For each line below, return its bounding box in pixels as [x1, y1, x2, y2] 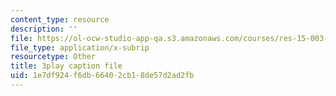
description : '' [10, 24, 78, 34]
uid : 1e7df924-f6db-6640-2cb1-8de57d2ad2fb [10, 71, 195, 81]
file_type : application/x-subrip [10, 42, 150, 53]
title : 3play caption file [10, 61, 123, 71]
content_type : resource [10, 14, 110, 25]
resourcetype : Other [10, 52, 97, 62]
